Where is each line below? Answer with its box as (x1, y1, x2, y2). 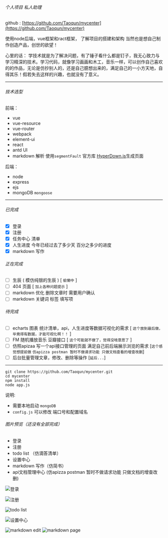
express (12, 179, 29, 185)
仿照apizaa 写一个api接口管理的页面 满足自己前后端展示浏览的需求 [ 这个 (12, 343, 159, 349)
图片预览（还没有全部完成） (5, 421, 62, 427)
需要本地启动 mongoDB (12, 402, 56, 409)
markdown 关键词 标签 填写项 (12, 296, 73, 302)
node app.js (5, 382, 30, 387)
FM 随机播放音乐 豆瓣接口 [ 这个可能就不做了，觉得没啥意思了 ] (12, 336, 132, 343)
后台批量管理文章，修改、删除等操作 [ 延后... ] (12, 354, 106, 360)
